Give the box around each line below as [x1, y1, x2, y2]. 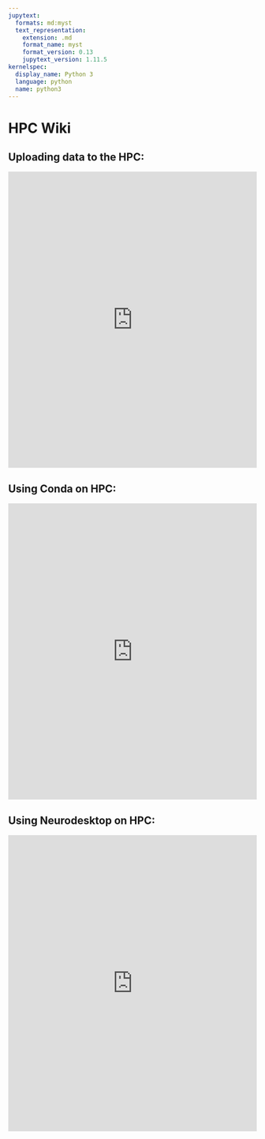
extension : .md [22, 33, 73, 42]
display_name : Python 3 [15, 70, 93, 78]
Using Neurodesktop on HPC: [8, 814, 155, 827]
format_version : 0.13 [22, 48, 93, 56]
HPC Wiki [8, 119, 71, 137]
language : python [15, 77, 73, 85]
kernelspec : [8, 63, 47, 71]
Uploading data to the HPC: [8, 150, 144, 164]
